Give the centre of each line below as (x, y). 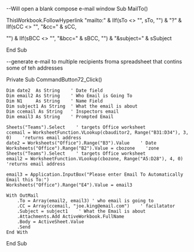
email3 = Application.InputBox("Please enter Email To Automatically (95, 175)
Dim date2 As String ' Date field (54, 91)
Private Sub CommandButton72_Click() (54, 79)
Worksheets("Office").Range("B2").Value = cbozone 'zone (83, 148)
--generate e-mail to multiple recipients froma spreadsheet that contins (94, 61)
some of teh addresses (35, 68)
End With (17, 232)
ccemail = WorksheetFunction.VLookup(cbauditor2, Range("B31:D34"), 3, (97, 133)
